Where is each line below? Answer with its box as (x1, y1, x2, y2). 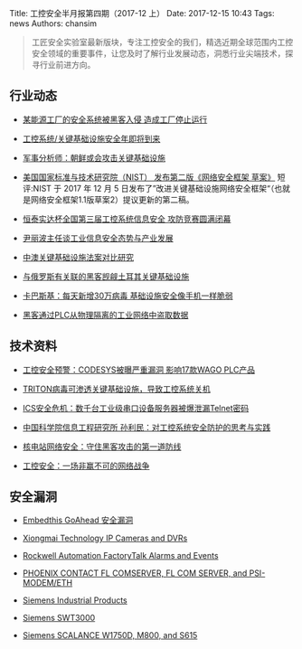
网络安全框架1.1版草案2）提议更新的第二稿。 (30, 193, 194, 205)
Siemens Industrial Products (22, 595, 128, 606)
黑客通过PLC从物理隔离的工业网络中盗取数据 (22, 309, 189, 320)
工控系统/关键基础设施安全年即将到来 (22, 133, 161, 144)
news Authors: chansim (9, 18, 98, 29)
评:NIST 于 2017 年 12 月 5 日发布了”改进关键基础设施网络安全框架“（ (22, 183, 275, 193)
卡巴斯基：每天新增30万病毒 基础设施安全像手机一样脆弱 (22, 290, 233, 301)
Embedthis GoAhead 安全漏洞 (22, 514, 134, 526)
